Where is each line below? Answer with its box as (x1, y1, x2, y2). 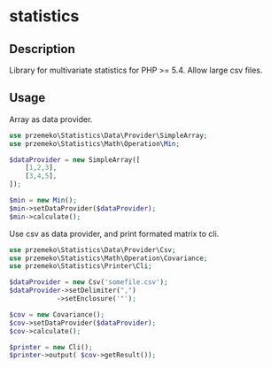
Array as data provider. (9, 113, 93, 125)
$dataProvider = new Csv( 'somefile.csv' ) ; (9, 278, 168, 287)
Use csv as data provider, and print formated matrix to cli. (9, 228, 220, 239)
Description (9, 42, 75, 57)
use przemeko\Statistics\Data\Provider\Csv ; (9, 245, 176, 254)
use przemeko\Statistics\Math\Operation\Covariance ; (9, 254, 208, 263)
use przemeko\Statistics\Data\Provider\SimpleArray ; (9, 131, 208, 140)
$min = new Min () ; (9, 196, 77, 205)
